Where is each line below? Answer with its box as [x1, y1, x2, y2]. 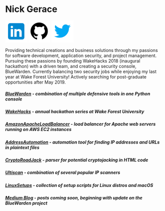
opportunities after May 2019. [5, 79, 66, 85]
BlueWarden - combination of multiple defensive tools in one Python [5, 90, 150, 96]
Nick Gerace [5, 3, 57, 15]
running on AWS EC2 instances [5, 126, 71, 132]
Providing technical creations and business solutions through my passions [5, 47, 158, 53]
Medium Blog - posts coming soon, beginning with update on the [5, 195, 142, 201]
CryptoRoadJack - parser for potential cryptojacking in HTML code [5, 157, 148, 163]
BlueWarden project [5, 200, 47, 206]
